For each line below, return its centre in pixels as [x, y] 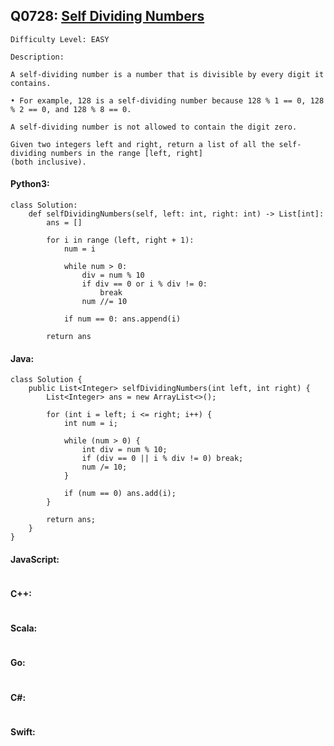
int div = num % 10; [124, 450]
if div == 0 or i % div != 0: [144, 284]
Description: [37, 57]
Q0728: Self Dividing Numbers [107, 16]
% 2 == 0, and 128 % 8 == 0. [71, 109]
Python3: [30, 184]
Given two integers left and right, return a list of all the [142, 144]
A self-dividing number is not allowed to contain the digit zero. [154, 127]
